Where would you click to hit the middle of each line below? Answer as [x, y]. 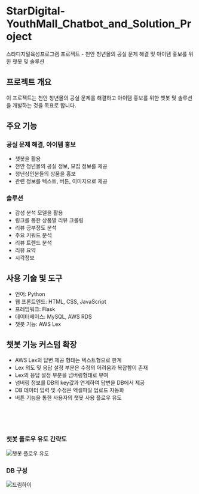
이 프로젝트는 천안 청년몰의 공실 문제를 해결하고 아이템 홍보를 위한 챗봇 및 [91, 98]
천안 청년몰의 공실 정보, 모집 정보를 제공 [61, 166]
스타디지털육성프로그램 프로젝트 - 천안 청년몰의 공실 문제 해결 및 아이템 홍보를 [97, 54]
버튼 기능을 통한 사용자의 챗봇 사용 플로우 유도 [68, 398]
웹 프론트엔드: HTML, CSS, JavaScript [60, 301]
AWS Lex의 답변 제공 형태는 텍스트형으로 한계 [68, 360]
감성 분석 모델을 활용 [39, 212]
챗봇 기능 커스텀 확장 [42, 344]
